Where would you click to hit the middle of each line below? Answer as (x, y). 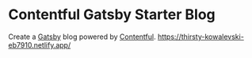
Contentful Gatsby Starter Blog (112, 15)
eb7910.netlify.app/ (40, 44)
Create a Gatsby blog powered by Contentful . (82, 37)
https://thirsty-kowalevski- (200, 37)
